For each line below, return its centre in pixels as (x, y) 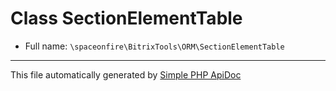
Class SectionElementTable (126, 18)
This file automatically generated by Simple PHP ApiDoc (126, 74)
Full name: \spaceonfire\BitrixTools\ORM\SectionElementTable (154, 46)
